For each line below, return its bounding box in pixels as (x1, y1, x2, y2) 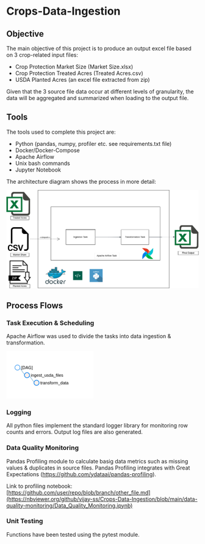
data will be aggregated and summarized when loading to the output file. (6, 95, 189, 101)
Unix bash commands (15, 159, 70, 167)
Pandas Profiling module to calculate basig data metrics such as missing (6, 457, 189, 465)
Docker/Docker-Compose (15, 147, 81, 154)
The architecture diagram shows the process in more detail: (6, 178, 157, 185)
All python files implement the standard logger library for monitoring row (6, 422, 188, 429)
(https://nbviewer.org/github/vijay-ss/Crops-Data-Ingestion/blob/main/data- (6, 495, 198, 502)
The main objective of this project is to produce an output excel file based (6, 45, 192, 52)
